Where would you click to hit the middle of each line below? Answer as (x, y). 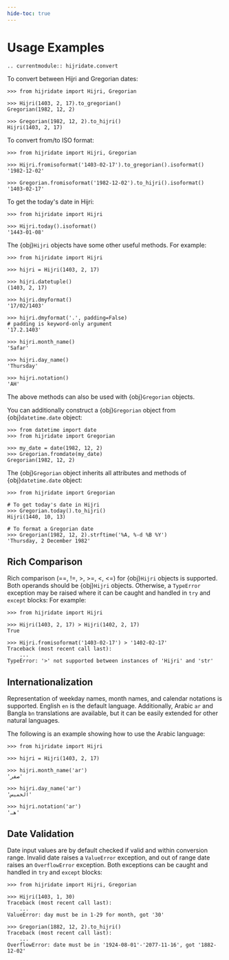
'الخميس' (20, 795)
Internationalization (50, 682)
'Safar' (18, 348)
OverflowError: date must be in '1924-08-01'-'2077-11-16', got (101, 945)
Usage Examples (56, 47)
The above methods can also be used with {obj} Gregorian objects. (101, 397)
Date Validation (41, 834)
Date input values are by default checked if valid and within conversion (108, 850)
